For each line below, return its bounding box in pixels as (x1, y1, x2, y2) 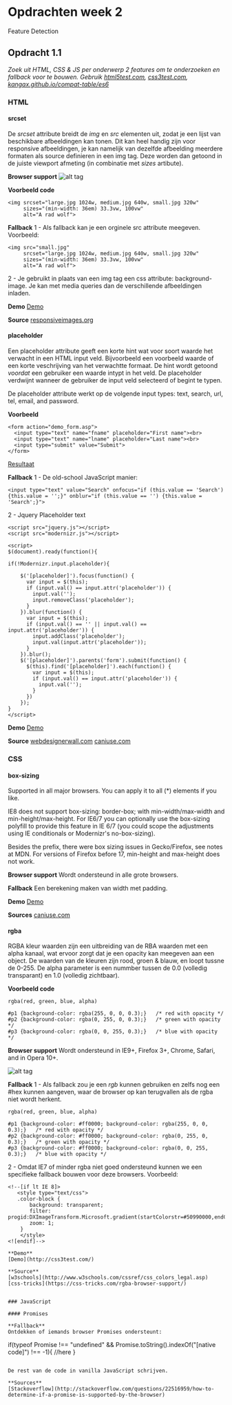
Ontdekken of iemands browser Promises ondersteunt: (8, 1328, 162, 1336)
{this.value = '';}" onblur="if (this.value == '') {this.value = (8, 493, 202, 500)
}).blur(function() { (20, 609, 82, 616)
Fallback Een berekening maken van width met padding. (8, 884, 168, 893)
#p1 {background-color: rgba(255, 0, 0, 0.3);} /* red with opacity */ (8, 1010, 224, 1017)
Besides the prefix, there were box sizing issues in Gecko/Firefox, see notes (8, 843, 223, 851)
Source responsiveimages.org (8, 316, 94, 324)
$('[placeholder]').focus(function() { (20, 572, 135, 580)
